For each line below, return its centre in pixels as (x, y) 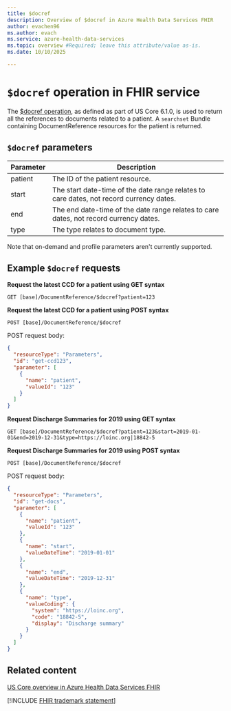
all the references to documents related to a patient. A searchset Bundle (109, 119)
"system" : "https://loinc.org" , (78, 610)
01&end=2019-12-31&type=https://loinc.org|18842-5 (81, 438)
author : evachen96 (33, 26)
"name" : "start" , (50, 547)
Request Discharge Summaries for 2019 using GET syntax (91, 419)
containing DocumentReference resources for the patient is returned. (105, 126)
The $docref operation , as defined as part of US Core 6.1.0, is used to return (115, 111)
